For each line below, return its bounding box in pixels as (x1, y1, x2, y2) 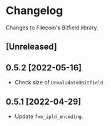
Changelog (6, 4, 63, 18)
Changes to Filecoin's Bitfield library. (6, 24, 99, 31)
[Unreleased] (6, 42, 58, 52)
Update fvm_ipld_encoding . (14, 113, 83, 120)
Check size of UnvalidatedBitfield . (14, 79, 105, 86)
